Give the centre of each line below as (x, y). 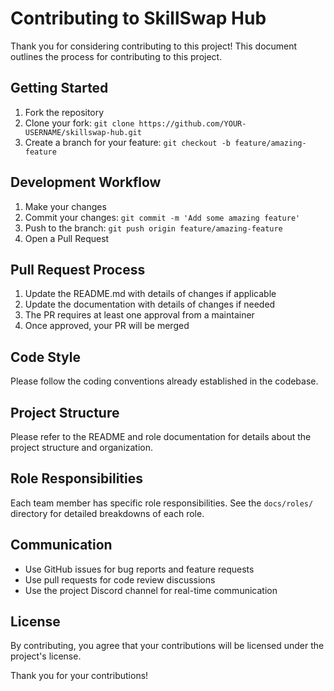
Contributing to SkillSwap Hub (138, 18)
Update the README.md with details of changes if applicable (150, 294)
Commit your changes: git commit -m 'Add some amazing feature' (162, 217)
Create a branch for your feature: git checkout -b (127, 142)
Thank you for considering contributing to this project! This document (154, 46)
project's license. (46, 656)
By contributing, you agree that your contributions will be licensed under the (167, 646)
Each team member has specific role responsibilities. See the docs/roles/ (162, 503)
